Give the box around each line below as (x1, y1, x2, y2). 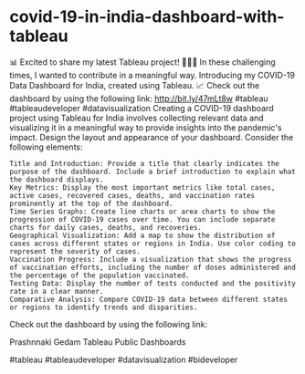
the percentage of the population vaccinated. (9, 271, 190, 280)
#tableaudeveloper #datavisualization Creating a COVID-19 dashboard (9, 102, 274, 113)
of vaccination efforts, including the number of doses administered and (9, 263, 297, 272)
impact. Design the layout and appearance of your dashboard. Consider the (9, 131, 294, 142)
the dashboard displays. (9, 175, 104, 184)
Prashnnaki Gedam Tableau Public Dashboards (9, 336, 186, 348)
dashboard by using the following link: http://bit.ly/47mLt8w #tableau (9, 93, 268, 104)
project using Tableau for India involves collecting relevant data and (9, 112, 264, 123)
